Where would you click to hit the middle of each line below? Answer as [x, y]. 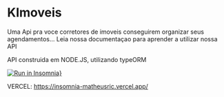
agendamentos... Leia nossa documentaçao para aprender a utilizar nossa [112, 39]
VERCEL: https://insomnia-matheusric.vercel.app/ [78, 86]
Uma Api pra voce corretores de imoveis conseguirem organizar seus [106, 32]
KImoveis [34, 13]
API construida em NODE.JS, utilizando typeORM [77, 59]
